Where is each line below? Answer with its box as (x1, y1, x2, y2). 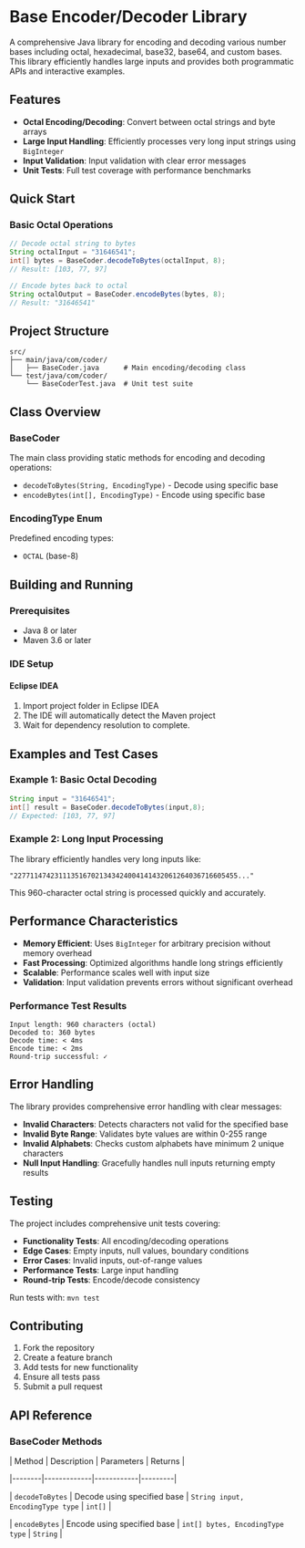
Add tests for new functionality (22, 1362, 138, 1373)
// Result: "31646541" (9, 298, 96, 307)
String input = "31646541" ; (9, 794, 117, 804)
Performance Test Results (9, 999, 127, 1012)
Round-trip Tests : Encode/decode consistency (22, 1274, 200, 1285)
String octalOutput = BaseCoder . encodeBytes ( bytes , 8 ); (9, 289, 226, 298)
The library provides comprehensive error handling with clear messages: (9, 1101, 282, 1112)
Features (9, 92, 61, 108)
